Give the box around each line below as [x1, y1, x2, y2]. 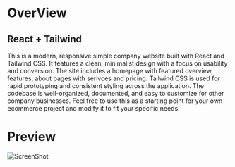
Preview [7, 129, 56, 145]
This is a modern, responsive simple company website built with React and [7, 51, 224, 60]
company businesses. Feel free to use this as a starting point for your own [7, 97, 223, 105]
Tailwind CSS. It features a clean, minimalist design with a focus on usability [7, 59, 228, 68]
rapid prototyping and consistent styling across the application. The [7, 82, 205, 89]
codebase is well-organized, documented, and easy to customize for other [7, 89, 224, 97]
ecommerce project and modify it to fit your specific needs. [7, 104, 180, 112]
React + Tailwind [7, 33, 83, 45]
